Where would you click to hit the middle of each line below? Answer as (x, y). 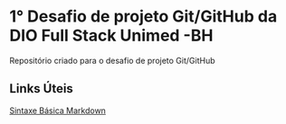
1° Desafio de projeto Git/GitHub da (143, 17)
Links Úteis (42, 89)
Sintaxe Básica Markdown (58, 111)
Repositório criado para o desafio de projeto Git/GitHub (112, 60)
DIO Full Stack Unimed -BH (111, 35)
